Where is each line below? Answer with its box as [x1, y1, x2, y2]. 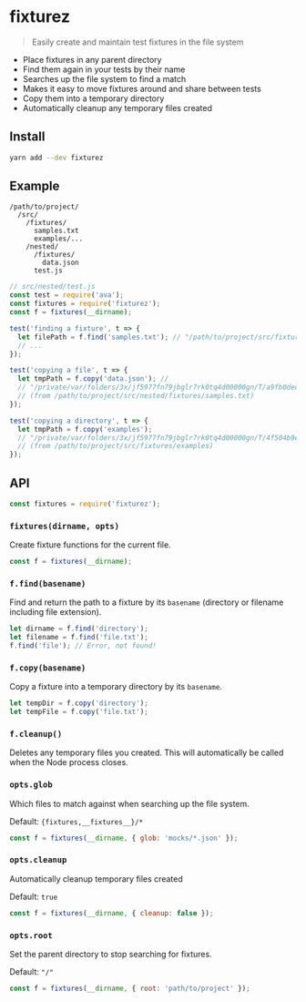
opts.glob [9, 780, 53, 790]
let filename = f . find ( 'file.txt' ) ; [9, 633, 148, 642]
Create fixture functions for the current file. [9, 539, 171, 550]
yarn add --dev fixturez [9, 153, 104, 162]
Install [9, 129, 46, 145]
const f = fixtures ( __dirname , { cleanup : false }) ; [9, 908, 214, 917]
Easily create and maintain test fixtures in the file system [31, 36, 244, 47]
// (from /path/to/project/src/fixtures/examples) [17, 442, 214, 451]
